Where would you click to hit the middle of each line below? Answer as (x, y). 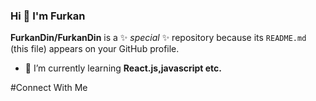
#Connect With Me (49, 88)
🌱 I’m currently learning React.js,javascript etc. (123, 68)
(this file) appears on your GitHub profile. (95, 49)
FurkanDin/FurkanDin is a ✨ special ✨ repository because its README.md (158, 38)
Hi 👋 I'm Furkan (48, 16)
